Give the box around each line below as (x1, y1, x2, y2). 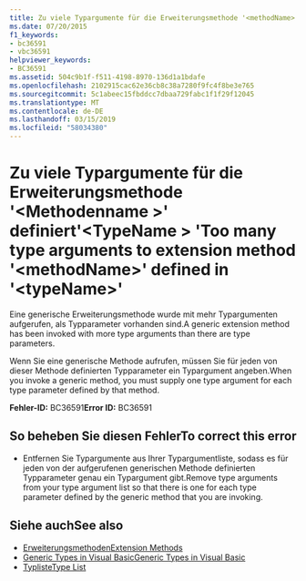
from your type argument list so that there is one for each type (22, 482, 257, 493)
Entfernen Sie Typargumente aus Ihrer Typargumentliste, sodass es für (22, 453, 289, 464)
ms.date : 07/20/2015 (9, 22, 88, 31)
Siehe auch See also (9, 518, 124, 534)
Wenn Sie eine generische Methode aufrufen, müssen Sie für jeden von (9, 355, 278, 366)
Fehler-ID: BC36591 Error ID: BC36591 (9, 402, 153, 413)
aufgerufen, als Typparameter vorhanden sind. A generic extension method (9, 318, 290, 329)
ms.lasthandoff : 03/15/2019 (9, 115, 117, 124)
